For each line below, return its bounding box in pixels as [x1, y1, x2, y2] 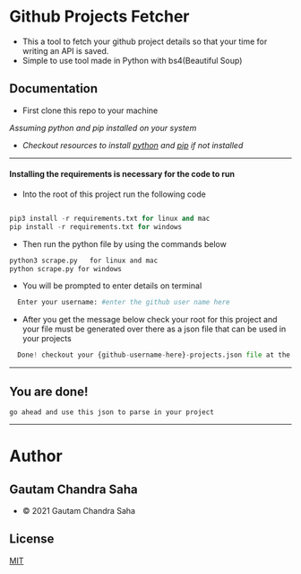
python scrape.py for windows [9, 264, 123, 273]
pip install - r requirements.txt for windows [9, 222, 182, 231]
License [9, 532, 55, 547]
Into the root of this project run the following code [21, 189, 206, 199]
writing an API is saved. [21, 45, 109, 56]
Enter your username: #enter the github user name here [17, 298, 230, 307]
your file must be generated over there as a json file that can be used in [21, 323, 287, 334]
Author [9, 446, 63, 466]
